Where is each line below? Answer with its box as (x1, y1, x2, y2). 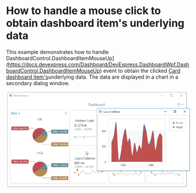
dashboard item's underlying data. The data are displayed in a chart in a (6, 73, 179, 80)
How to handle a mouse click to (6, 4, 161, 18)
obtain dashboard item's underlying (6, 16, 185, 30)
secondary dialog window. (6, 79, 70, 86)
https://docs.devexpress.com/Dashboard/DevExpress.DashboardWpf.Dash (8, 60, 190, 68)
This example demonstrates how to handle (6, 48, 109, 55)
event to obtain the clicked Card (103, 67, 181, 74)
